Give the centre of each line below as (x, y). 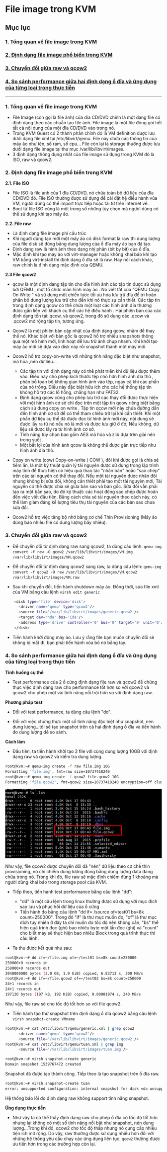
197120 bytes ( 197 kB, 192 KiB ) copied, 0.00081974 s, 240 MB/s (73, 994)
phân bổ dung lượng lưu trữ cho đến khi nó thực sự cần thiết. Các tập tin (86, 300)
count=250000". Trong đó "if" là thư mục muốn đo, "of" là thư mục (88, 917)
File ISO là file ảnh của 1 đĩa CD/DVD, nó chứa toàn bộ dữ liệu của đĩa (83, 193)
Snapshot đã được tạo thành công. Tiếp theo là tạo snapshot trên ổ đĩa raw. (83, 1074)
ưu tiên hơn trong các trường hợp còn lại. (54, 1144)
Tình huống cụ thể (24, 672)
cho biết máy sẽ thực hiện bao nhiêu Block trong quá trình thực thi (87, 933)
